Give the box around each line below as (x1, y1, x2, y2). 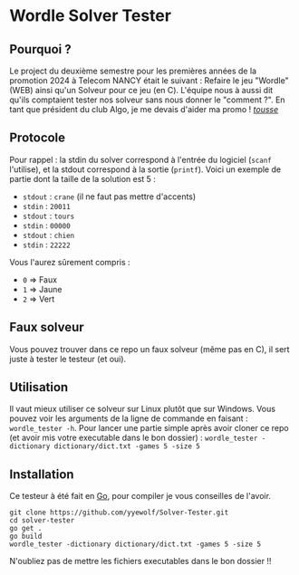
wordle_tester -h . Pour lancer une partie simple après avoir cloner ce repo (9, 423, 289, 434)
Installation (9, 466, 74, 482)
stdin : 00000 (22, 219, 71, 231)
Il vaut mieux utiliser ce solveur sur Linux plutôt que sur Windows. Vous (9, 404, 276, 415)
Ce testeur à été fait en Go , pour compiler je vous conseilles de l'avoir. (9, 491, 272, 502)
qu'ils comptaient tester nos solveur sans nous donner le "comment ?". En (9, 94, 285, 105)
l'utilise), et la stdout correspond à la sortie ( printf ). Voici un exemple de (9, 164, 282, 175)
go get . (9, 524, 43, 533)
